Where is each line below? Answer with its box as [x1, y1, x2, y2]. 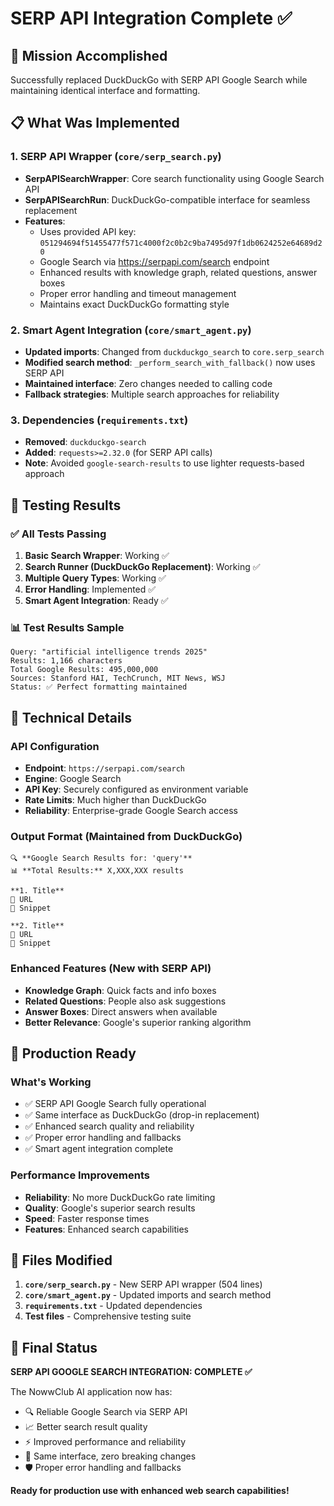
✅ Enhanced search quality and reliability [24, 1120, 195, 1132]
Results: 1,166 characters [10, 656, 123, 666]
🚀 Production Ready [10, 1045, 137, 1062]
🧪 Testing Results [10, 497, 122, 514]
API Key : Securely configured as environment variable [24, 783, 249, 795]
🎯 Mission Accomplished [10, 47, 168, 64]
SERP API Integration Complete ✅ [10, 7, 293, 30]
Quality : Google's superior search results [24, 1202, 196, 1214]
